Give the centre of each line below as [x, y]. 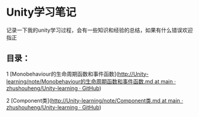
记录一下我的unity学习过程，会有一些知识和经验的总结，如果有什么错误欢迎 [99, 30]
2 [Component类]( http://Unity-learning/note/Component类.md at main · [95, 100]
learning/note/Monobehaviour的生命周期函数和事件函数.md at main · [91, 81]
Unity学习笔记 [41, 12]
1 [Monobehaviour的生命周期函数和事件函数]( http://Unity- [77, 74]
